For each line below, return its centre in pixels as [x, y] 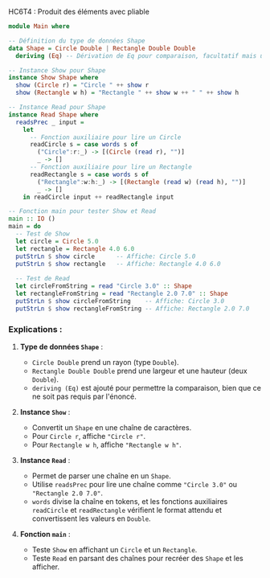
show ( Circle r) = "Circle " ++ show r [82, 85]
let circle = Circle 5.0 [57, 241]
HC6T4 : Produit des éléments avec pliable [79, 12]
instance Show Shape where [53, 78]
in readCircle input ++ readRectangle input [98, 197]
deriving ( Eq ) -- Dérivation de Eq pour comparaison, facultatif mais [136, 55]
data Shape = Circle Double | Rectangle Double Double [102, 48]
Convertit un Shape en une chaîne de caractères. [112, 427]
